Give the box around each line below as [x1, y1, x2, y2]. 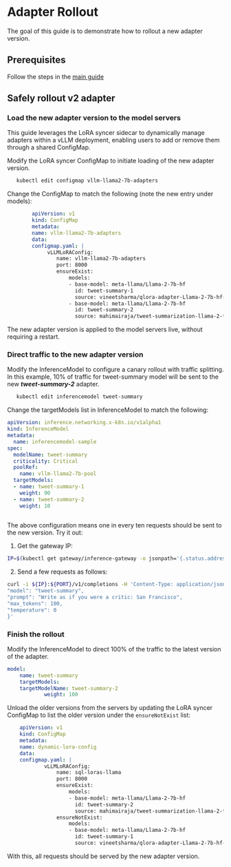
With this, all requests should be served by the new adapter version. [7, 852, 200, 860]
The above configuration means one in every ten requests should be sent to [7, 521, 222, 530]
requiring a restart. [7, 333, 60, 341]
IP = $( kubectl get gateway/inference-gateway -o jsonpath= [7, 555, 177, 562]
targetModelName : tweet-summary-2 [19, 685, 118, 692]
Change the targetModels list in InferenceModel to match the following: [7, 406, 208, 414]
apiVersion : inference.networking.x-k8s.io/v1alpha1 [7, 419, 162, 426]
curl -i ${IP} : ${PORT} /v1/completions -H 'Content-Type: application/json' [7, 581, 229, 588]
